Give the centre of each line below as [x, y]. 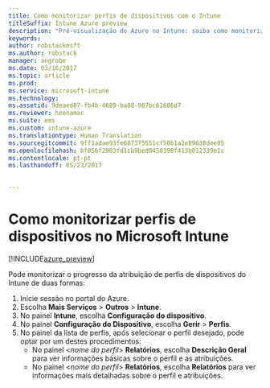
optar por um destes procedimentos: [81, 341]
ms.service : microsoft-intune [59, 91]
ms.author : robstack [43, 53]
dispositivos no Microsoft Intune [119, 236]
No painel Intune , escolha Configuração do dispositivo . [113, 316]
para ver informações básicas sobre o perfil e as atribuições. [133, 358]
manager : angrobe [37, 61]
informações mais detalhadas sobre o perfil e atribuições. [127, 376]
